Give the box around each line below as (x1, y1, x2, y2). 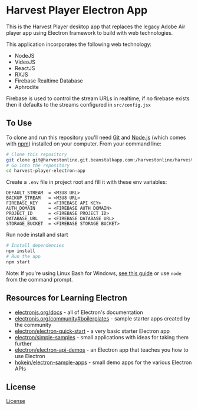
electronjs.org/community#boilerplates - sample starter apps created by (14, 315, 190, 322)
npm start (6, 259, 31, 265)
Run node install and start (6, 231, 68, 239)
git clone (6, 157, 31, 163)
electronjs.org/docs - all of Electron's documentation (14, 309, 143, 316)
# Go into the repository (6, 163, 70, 168)
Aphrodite (14, 83, 39, 90)
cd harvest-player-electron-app (6, 168, 85, 174)
